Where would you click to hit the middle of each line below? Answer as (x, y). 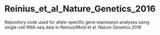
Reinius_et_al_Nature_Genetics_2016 (80, 9)
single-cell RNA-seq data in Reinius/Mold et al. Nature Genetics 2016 (73, 27)
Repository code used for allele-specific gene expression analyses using (77, 22)
